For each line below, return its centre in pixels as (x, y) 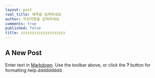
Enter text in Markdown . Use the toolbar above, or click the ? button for (78, 65)
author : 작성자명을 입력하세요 (32, 19)
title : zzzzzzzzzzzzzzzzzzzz (35, 33)
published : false (23, 28)
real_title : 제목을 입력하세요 (33, 14)
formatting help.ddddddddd (34, 70)
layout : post (19, 10)
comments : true (21, 24)
